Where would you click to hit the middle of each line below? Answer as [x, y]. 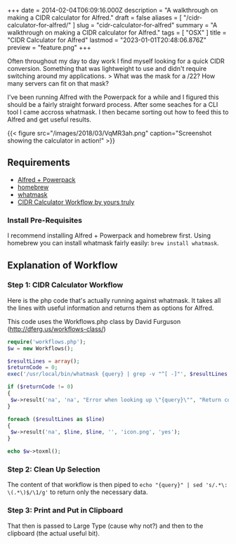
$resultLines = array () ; [44, 361]
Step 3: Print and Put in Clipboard [65, 510]
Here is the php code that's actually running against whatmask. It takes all [114, 300]
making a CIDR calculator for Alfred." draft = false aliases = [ [95, 18]
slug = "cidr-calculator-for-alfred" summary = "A [147, 25]
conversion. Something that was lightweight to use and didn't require [107, 69]
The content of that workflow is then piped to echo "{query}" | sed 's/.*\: [118, 485]
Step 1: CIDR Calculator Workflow [65, 285]
